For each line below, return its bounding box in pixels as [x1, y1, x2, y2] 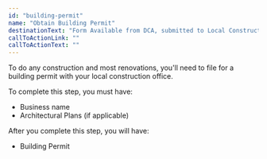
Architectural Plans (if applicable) [19, 111, 130, 120]
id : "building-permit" [8, 11, 83, 20]
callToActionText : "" [8, 41, 80, 49]
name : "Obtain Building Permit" [8, 19, 115, 27]
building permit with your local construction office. [8, 72, 173, 81]
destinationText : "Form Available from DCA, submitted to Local [8, 26, 226, 34]
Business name [19, 103, 70, 112]
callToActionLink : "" [8, 33, 80, 42]
